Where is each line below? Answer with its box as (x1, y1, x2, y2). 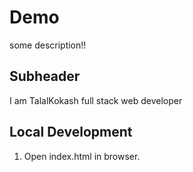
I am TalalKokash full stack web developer (9, 94, 183, 106)
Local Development (9, 124, 133, 141)
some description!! (9, 39, 87, 51)
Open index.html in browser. (23, 150, 141, 162)
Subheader (9, 68, 81, 85)
